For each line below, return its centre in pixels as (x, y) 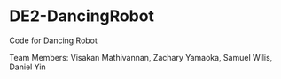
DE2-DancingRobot (82, 16)
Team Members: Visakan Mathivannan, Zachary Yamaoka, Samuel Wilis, (141, 57)
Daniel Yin (27, 67)
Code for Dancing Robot (53, 40)
